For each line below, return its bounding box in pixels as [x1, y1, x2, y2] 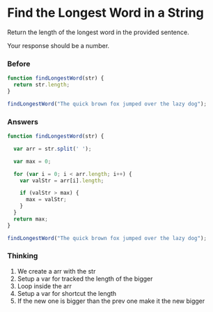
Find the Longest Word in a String [7, 5, 204, 21]
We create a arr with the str [17, 267, 96, 275]
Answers [7, 117, 38, 126]
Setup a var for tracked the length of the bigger [17, 274, 153, 283]
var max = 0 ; [13, 158, 52, 165]
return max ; [13, 215, 49, 223]
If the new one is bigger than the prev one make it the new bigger [17, 297, 205, 305]
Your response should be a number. [7, 41, 110, 50]
